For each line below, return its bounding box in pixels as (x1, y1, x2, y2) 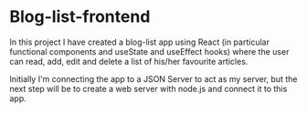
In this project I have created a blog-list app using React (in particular (9, 36, 270, 47)
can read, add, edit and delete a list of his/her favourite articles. (9, 56, 249, 67)
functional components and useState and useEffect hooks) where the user (9, 46, 290, 56)
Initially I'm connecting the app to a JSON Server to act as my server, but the (9, 73, 298, 84)
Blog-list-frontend (9, 6, 151, 27)
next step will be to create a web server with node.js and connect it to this (9, 83, 288, 94)
